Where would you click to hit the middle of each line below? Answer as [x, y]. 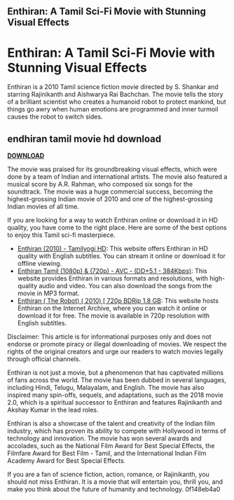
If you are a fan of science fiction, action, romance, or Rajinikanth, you [109, 474]
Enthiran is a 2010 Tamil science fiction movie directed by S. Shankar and [113, 87]
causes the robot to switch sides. [55, 117]
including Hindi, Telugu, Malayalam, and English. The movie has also [106, 388]
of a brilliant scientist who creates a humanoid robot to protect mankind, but [117, 102]
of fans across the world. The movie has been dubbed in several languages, [117, 380]
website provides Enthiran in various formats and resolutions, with [112, 278]
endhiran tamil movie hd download [84, 138]
